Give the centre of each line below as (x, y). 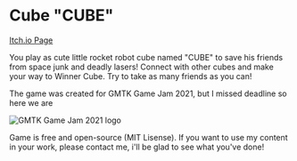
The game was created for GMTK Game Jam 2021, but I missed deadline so (148, 93)
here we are (31, 102)
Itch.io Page (31, 40)
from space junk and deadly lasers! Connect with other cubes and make (141, 67)
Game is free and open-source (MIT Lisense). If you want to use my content (148, 137)
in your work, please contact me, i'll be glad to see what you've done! (137, 147)
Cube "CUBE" (62, 16)
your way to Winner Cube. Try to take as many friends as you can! (131, 76)
